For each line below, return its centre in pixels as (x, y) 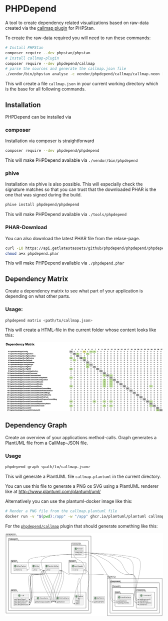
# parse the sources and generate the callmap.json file (66, 69)
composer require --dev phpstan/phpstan (48, 53)
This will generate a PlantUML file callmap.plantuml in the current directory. (83, 476)
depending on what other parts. (38, 296)
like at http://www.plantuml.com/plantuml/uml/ (53, 491)
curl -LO (14, 248)
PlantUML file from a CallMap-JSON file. (47, 443)
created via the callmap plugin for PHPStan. (50, 28)
